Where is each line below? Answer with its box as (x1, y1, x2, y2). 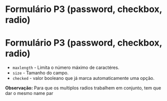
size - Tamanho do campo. (12, 70, 69, 76)
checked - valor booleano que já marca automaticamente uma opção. (12, 75, 154, 81)
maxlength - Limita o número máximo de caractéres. (12, 64, 119, 71)
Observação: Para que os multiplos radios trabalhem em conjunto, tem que (5, 85, 161, 91)
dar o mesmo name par (5, 90, 54, 96)
